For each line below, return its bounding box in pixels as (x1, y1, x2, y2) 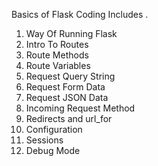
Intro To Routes (25, 39, 89, 50)
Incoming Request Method (25, 102, 136, 114)
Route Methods (25, 49, 89, 61)
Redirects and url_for (25, 113, 113, 124)
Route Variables (25, 60, 91, 71)
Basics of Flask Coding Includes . (11, 9, 149, 20)
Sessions (25, 134, 64, 146)
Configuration (25, 124, 83, 135)
